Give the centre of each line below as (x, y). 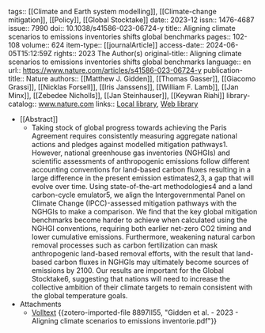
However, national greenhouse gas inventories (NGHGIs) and (131, 153)
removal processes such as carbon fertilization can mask (125, 245)
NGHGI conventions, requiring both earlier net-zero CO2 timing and (141, 228)
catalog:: (23, 104)
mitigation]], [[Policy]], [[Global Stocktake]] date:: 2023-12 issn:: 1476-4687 (131, 20)
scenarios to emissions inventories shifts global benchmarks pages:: (120, 36)
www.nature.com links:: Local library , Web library (118, 104)
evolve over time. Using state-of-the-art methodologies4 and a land (142, 186)
